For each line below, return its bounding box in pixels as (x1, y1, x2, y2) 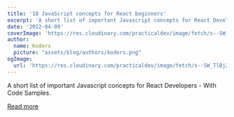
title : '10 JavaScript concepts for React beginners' (7, 10, 167, 17)
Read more (7, 102, 39, 110)
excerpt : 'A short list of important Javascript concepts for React (7, 17, 210, 24)
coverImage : (7, 29, 42, 37)
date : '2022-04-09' (7, 23, 64, 30)
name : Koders (13, 42, 52, 49)
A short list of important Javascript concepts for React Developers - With (7, 81, 217, 89)
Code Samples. (7, 88, 51, 97)
